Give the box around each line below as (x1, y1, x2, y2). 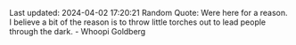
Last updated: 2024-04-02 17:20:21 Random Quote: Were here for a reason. (9, 8, 288, 18)
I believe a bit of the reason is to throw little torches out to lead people (9, 17, 267, 27)
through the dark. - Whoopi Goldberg (9, 26, 146, 36)
